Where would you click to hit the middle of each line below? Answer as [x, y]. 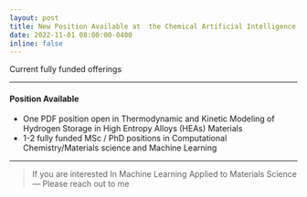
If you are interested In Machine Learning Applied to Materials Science [164, 174]
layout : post [34, 18]
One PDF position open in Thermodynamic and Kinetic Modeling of [149, 119]
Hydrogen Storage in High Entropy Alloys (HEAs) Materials [132, 129]
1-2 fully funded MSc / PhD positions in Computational [125, 139]
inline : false [37, 43]
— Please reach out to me [80, 184]
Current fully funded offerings [66, 69]
